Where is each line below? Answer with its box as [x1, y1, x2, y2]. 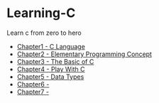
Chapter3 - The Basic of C [16, 57, 94, 65]
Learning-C [6, 5, 76, 21]
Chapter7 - [16, 87, 49, 96]
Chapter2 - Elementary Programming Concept [16, 50, 152, 58]
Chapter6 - [16, 80, 50, 88]
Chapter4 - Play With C [16, 65, 85, 73]
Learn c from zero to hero [6, 28, 82, 37]
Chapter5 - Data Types [16, 72, 84, 81]
